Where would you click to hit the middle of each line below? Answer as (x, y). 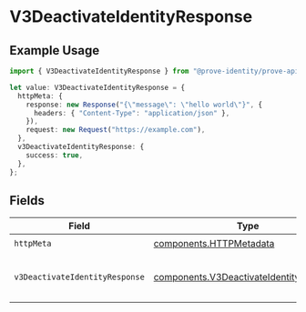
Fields (27, 201)
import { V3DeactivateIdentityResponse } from (99, 71)
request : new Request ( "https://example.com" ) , (116, 130)
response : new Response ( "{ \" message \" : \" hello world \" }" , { (144, 105)
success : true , (55, 155)
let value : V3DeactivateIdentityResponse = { (97, 87)
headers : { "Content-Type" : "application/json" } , (132, 113)
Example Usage (55, 50)
